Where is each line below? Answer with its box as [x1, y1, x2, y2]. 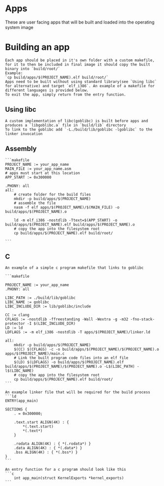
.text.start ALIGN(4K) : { [14, 420, 69, 425]
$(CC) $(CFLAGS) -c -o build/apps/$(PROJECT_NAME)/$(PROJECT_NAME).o [14, 347, 160, 352]
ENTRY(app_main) [5, 398, 38, 404]
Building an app [5, 42, 70, 53]
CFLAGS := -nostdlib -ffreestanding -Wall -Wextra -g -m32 [5, 317, 129, 322]
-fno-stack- [130, 317, 155, 322]
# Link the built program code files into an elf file [14, 356, 129, 360]
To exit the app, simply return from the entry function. [5, 92, 126, 97]
